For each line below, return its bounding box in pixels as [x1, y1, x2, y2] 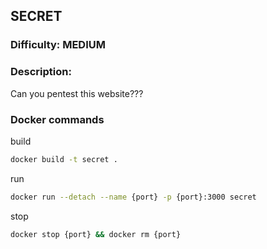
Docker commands [10, 112, 105, 126]
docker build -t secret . [10, 154, 118, 164]
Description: [10, 65, 72, 79]
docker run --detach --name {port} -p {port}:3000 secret [10, 192, 257, 202]
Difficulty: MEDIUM [10, 38, 106, 52]
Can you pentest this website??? [10, 87, 144, 99]
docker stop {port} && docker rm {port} [10, 229, 182, 239]
